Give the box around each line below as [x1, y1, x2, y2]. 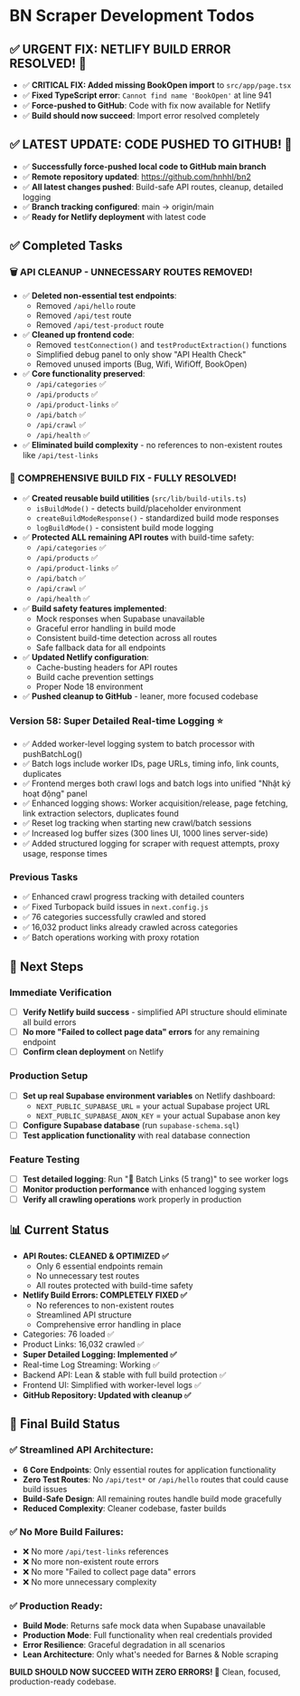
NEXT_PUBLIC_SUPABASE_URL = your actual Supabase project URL [35, 1100, 271, 1111]
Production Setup [9, 1069, 89, 1082]
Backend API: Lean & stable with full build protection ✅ [22, 1369, 227, 1381]
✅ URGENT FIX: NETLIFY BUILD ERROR [9, 42, 231, 57]
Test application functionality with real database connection [22, 1129, 250, 1141]
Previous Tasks [9, 871, 79, 884]
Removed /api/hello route [35, 300, 136, 311]
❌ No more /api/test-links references [22, 1546, 169, 1557]
